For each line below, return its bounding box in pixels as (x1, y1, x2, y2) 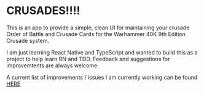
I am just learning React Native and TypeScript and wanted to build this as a (6, 48, 198, 56)
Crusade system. (6, 37, 50, 44)
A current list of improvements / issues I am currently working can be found (6, 73, 198, 81)
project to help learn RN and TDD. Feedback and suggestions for (6, 55, 170, 62)
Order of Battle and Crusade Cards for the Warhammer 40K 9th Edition (6, 30, 186, 37)
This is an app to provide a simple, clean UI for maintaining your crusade (6, 24, 190, 31)
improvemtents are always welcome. (6, 62, 100, 69)
